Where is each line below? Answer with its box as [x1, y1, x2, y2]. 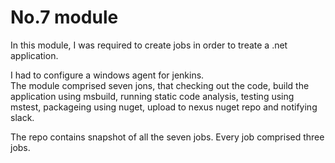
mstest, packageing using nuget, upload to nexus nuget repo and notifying [10, 101, 318, 113]
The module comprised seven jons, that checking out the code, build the [10, 79, 310, 91]
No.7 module [10, 6, 119, 29]
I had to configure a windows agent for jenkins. [10, 69, 205, 81]
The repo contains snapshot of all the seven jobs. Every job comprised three [10, 131, 325, 143]
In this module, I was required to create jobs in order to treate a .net [10, 39, 288, 51]
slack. [10, 111, 35, 123]
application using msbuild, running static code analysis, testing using [10, 90, 295, 102]
